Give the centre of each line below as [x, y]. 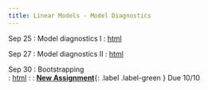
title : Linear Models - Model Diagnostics [80, 16]
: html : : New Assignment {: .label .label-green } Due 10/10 [104, 77]
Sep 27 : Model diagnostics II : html [66, 53]
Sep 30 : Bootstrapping [46, 69]
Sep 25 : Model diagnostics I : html [65, 38]
